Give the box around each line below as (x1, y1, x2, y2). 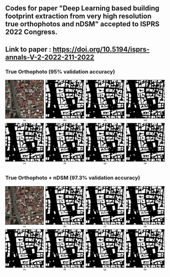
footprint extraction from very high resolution (5, 12, 152, 21)
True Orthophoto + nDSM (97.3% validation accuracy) (5, 174, 140, 181)
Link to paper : (5, 45, 52, 54)
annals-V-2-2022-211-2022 (5, 53, 95, 61)
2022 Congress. (5, 28, 58, 36)
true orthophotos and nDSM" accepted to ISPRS (5, 20, 160, 28)
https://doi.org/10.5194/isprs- (53, 45, 150, 54)
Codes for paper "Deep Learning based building (5, 4, 159, 13)
